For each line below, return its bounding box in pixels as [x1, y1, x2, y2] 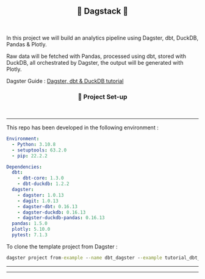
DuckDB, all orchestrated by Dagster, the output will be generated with [6, 59, 184, 66]
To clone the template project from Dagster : [6, 242, 118, 250]
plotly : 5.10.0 [12, 226, 51, 233]
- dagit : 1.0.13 [17, 198, 59, 204]
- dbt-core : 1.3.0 [17, 175, 64, 181]
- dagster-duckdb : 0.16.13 [17, 209, 86, 216]
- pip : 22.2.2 [12, 153, 48, 159]
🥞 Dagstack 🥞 [76, 6, 129, 16]
